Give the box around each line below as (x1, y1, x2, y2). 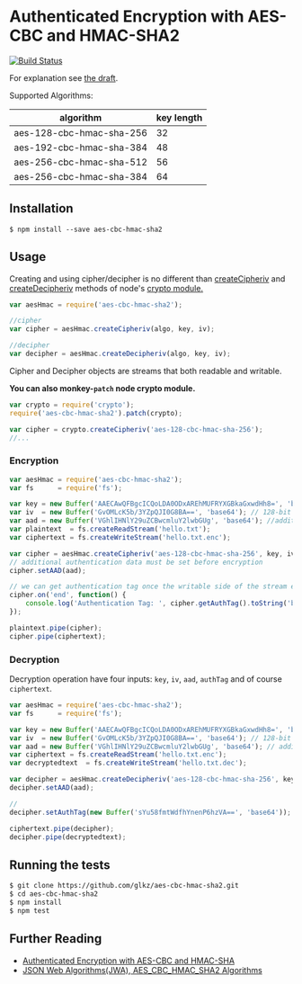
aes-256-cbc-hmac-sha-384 (13, 170, 148, 183)
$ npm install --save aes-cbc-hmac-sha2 (9, 225, 164, 234)
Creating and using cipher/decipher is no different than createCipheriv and (9, 273, 286, 284)
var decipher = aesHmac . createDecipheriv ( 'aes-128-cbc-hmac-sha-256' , (9, 775, 280, 784)
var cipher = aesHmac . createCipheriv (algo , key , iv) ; (9, 325, 216, 334)
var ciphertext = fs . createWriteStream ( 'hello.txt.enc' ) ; (9, 532, 231, 541)
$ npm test (9, 906, 50, 915)
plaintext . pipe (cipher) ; (9, 623, 102, 632)
